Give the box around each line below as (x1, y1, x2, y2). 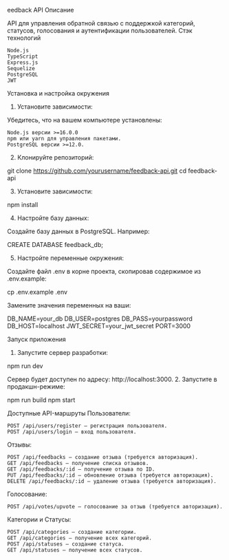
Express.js (7, 59, 39, 66)
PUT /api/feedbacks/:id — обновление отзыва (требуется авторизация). (7, 472, 214, 479)
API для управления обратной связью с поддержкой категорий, (7, 19, 196, 27)
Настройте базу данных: (17, 214, 89, 222)
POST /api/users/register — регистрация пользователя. (7, 422, 168, 429)
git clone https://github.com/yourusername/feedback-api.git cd (7, 166, 187, 175)
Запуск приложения (7, 335, 67, 343)
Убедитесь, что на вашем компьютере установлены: (7, 116, 163, 124)
